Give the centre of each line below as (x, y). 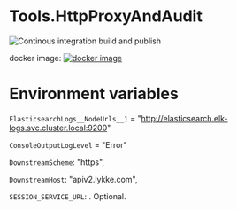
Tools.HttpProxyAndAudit (106, 16)
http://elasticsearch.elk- (184, 118)
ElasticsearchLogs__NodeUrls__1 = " (75, 118)
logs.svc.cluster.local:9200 (58, 128)
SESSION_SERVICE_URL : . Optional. (68, 196)
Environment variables (94, 94)
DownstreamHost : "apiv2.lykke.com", (73, 179)
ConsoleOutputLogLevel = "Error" (69, 144)
